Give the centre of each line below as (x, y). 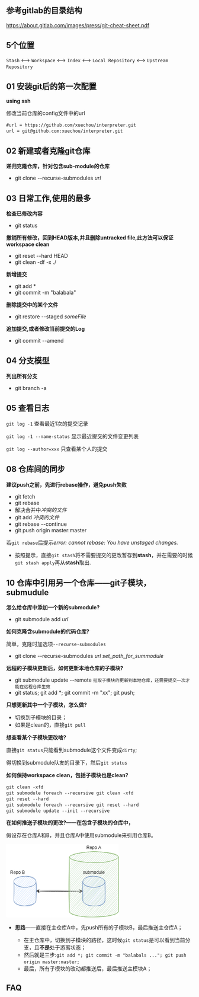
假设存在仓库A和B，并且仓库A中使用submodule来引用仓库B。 (81, 835)
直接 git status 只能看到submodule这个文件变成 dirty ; (72, 750)
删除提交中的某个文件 (32, 305)
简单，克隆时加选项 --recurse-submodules (56, 644)
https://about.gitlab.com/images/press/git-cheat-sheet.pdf (78, 25)
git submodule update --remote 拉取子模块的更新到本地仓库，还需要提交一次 (100, 680)
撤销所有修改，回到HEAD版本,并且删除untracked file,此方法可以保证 (90, 238)
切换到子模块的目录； (41, 718)
